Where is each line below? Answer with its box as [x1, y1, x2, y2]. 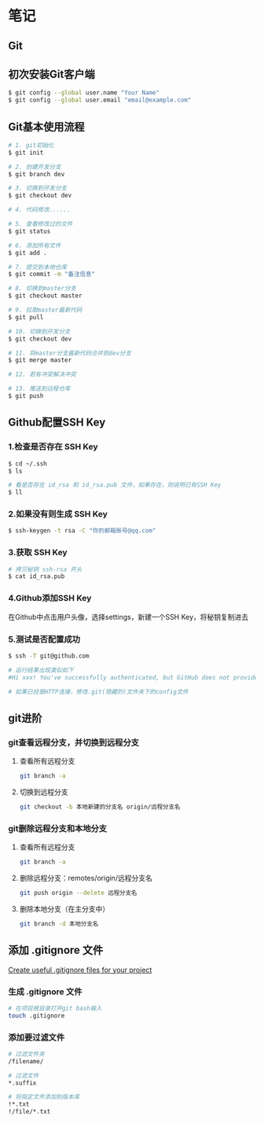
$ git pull [8, 313, 44, 321]
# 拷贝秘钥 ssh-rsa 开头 [8, 565, 82, 573]
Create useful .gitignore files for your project [8, 965, 152, 974]
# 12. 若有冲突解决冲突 [8, 370, 77, 378]
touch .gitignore [8, 1011, 65, 1019]
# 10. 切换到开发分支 [8, 327, 71, 335]
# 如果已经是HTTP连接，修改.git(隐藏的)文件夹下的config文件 [8, 687, 189, 696]
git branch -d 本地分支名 [19, 919, 99, 928]
